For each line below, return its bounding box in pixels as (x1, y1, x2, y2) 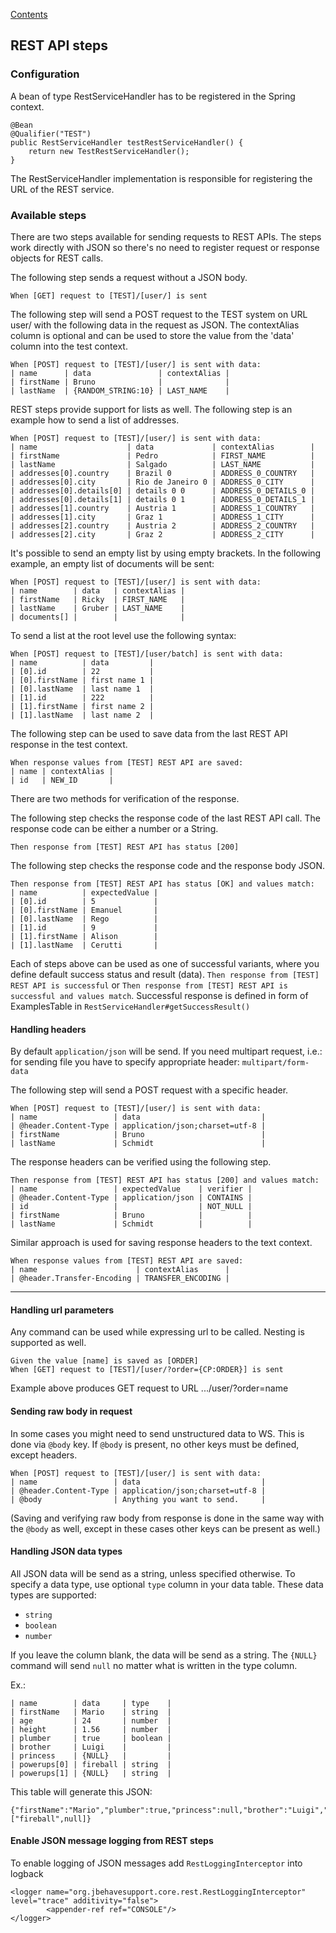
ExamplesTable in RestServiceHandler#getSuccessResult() (10, 1000, 251, 1012)
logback (10, 1868, 44, 1879)
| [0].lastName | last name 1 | (10, 684, 155, 694)
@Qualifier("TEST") (10, 129, 92, 139)
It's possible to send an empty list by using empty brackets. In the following (10, 547, 322, 559)
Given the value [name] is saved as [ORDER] (10, 1356, 199, 1366)
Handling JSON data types (10, 1545, 123, 1558)
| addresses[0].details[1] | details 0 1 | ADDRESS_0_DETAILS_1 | (10, 494, 315, 504)
